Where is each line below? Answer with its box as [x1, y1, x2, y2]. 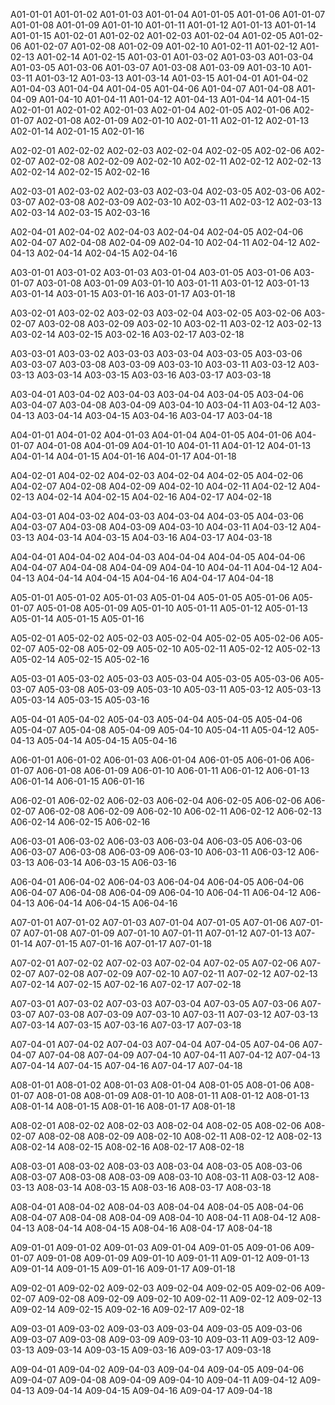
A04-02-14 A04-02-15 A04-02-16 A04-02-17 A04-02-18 [36, 491, 272, 503]
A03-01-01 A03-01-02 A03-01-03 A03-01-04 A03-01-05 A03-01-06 [10, 267, 292, 278]
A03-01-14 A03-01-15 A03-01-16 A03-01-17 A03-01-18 [10, 288, 236, 299]
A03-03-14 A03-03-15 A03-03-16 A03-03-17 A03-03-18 [36, 369, 272, 381]
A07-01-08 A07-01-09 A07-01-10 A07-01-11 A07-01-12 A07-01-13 [23, 927, 293, 939]
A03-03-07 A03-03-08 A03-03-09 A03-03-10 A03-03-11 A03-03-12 [10, 359, 297, 370]
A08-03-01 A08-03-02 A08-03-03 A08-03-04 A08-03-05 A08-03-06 [10, 1160, 303, 1172]
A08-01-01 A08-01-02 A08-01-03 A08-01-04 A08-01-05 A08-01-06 [10, 1079, 292, 1091]
